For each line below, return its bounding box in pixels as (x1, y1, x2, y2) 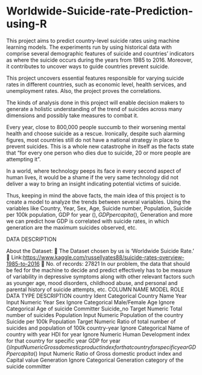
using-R (6, 17, 47, 31)
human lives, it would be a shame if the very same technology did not (6, 173, 179, 181)
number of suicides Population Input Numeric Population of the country (6, 311, 184, 318)
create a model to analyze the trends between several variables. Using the (6, 198, 191, 205)
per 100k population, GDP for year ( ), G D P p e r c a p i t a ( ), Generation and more (6, 211, 193, 218)
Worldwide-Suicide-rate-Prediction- (6, 4, 194, 18)
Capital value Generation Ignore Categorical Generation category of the (6, 356, 184, 364)
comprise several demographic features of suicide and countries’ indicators (6, 50, 195, 57)
